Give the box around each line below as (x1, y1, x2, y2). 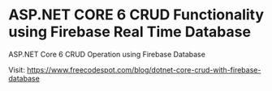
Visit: (8, 64, 26, 74)
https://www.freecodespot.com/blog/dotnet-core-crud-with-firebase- (27, 64, 261, 74)
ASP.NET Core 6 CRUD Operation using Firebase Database (8, 49, 205, 59)
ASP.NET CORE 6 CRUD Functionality (8, 6, 265, 24)
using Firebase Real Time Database (8, 23, 252, 41)
